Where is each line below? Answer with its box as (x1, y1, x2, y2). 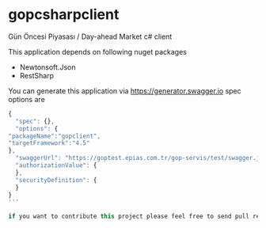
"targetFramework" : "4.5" (8, 139, 90, 147)
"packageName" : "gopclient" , (8, 132, 101, 140)
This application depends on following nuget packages (8, 47, 188, 56)
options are (8, 94, 45, 104)
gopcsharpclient (8, 6, 120, 24)
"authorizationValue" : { (15, 161, 97, 169)
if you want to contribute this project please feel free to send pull (8, 212, 249, 221)
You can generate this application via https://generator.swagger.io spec (8, 85, 241, 96)
